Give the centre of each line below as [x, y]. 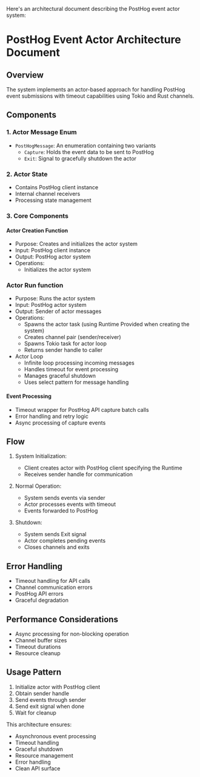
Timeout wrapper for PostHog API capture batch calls [82, 409]
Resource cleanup [38, 653]
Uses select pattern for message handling [76, 382]
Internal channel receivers [48, 193]
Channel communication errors [54, 587]
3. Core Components [37, 216]
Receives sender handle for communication [78, 474]
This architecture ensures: [39, 724]
